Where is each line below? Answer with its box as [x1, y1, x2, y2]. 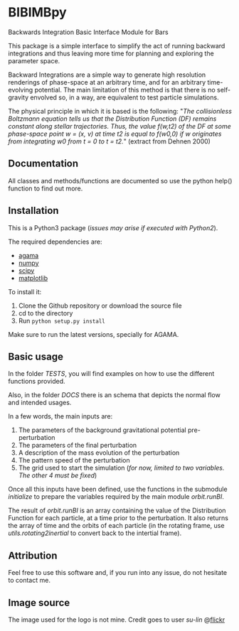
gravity [8, 93, 29, 102]
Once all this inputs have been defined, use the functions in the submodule [8, 485, 228, 494]
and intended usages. [8, 399, 72, 407]
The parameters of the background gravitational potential [18, 426, 187, 434]
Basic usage [8, 350, 63, 362]
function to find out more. [8, 184, 83, 193]
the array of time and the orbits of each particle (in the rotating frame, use [8, 522, 225, 530]
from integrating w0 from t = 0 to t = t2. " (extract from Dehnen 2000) [8, 136, 211, 146]
